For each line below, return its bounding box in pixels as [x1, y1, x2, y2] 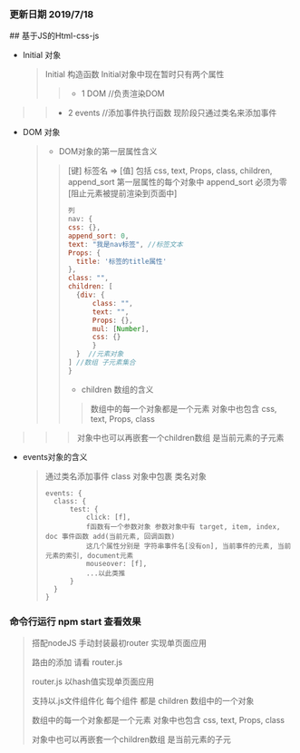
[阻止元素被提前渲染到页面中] [67, 188, 178, 199]
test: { [69, 504, 99, 513]
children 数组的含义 [81, 384, 154, 395]
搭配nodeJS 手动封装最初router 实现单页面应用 [31, 638, 207, 649]
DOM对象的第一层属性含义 [58, 146, 158, 157]
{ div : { [75, 290, 105, 300]
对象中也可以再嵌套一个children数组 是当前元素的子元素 [76, 432, 285, 443]
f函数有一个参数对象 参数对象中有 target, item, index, [85, 522, 281, 532]
